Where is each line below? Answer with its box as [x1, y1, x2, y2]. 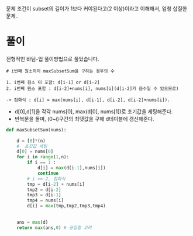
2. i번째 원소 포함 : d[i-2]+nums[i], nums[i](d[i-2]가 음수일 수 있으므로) [6, 85, 179, 92]
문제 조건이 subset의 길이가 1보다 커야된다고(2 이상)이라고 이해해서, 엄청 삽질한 [6, 5, 187, 12]
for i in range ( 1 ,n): [16, 154, 69, 160]
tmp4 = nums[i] [27, 197, 64, 203]
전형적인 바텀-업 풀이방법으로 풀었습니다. [6, 55, 99, 63]
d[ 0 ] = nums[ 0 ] [16, 148, 54, 155]
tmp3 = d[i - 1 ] [27, 192, 61, 198]
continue [37, 170, 59, 176]
